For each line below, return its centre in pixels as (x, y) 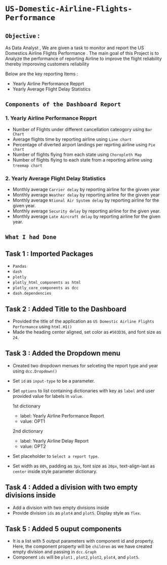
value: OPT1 (33, 421)
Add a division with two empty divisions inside (61, 508)
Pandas (19, 266)
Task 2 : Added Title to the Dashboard (66, 309)
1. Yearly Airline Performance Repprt (51, 118)
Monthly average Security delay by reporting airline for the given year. (87, 211)
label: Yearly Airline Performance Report (62, 416)
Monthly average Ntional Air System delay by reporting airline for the (86, 200)
